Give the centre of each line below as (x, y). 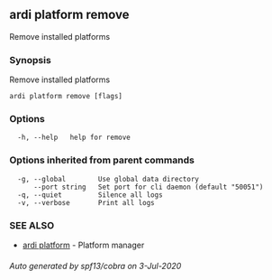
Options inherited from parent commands (102, 160)
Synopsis (30, 60)
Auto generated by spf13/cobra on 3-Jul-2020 (95, 266)
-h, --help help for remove (74, 138)
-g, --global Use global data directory (109, 179)
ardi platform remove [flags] (66, 97)
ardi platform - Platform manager (83, 245)
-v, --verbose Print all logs (86, 202)
